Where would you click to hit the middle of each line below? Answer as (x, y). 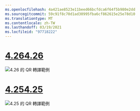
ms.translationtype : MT (29, 18)
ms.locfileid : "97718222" (31, 32)
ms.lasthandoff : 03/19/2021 (33, 28)
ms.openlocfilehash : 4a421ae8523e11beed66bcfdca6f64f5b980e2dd (70, 9)
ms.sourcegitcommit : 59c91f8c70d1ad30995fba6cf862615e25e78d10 (70, 14)
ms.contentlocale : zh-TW (30, 23)
